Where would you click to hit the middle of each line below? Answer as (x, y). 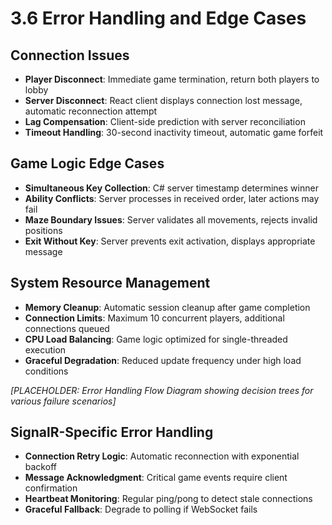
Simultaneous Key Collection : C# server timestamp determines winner (171, 188)
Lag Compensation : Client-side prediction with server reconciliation (165, 121)
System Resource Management (110, 283)
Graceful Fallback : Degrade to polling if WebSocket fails (141, 509)
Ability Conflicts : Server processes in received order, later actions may (172, 198)
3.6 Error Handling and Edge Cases (158, 18)
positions (43, 230)
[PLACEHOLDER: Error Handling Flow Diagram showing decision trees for (162, 390)
